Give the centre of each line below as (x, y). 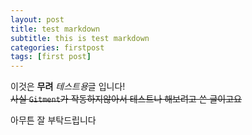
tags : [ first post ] (51, 57)
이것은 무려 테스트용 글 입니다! (68, 87)
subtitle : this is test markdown (80, 38)
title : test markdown (55, 29)
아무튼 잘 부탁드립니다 (53, 120)
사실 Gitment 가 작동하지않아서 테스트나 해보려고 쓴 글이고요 (126, 99)
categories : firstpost (57, 47)
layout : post (37, 19)
